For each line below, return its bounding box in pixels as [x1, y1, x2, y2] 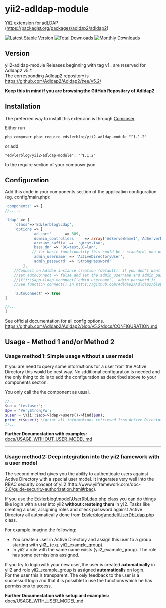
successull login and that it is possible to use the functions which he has [5, 577, 152, 583]
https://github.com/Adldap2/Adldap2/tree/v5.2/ [5, 78, 102, 84]
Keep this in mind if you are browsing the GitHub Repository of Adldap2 [5, 88, 155, 94]
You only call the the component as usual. [5, 389, 90, 395]
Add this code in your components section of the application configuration [5, 189, 157, 195]
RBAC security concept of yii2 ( [5, 481, 69, 487]
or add [5, 143, 19, 149]
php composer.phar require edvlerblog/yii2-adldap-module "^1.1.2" [5, 134, 147, 139]
